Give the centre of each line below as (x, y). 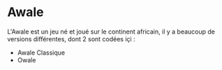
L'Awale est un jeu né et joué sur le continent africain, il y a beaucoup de (111, 31)
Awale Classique (41, 52)
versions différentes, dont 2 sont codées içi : (71, 38)
